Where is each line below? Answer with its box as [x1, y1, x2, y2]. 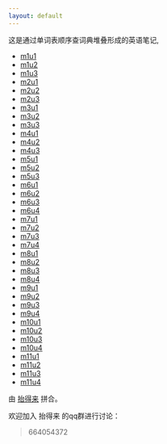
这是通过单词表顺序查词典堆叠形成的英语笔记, [8, 35, 160, 44]
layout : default [8, 11, 63, 20]
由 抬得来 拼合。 [8, 393, 62, 404]
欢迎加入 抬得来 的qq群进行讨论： [8, 411, 121, 421]
